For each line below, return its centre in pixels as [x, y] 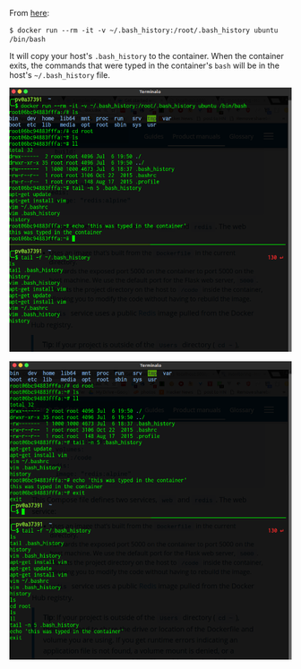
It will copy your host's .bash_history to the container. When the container [146, 56]
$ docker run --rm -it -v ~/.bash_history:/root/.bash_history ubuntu [144, 30]
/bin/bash [28, 39]
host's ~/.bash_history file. [60, 75]
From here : [30, 13]
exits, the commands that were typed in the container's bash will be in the [145, 65]
